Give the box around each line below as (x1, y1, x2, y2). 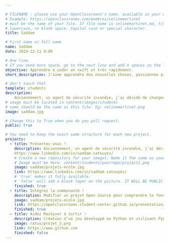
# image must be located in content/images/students (5, 100, 118, 105)
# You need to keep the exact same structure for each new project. (5, 132, 152, 137)
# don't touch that (5, 81, 46, 86)
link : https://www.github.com (14, 225, 78, 230)
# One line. (5, 58, 30, 63)
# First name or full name (5, 40, 62, 45)
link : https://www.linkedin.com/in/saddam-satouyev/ (14, 170, 127, 175)
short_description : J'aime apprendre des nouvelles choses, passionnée (5, 72, 158, 77)
